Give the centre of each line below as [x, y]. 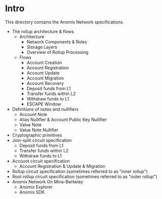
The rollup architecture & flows [43, 31]
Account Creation [44, 62]
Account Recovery [45, 83]
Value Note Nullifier [39, 130]
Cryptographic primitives [37, 135]
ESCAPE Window [44, 104]
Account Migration [45, 78]
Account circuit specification [41, 161]
